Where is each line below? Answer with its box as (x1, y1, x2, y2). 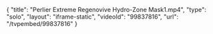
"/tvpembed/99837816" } (6, 20, 78, 27)
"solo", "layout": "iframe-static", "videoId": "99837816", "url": (6, 13, 179, 21)
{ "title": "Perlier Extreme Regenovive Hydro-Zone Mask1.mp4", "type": (6, 6, 207, 13)
